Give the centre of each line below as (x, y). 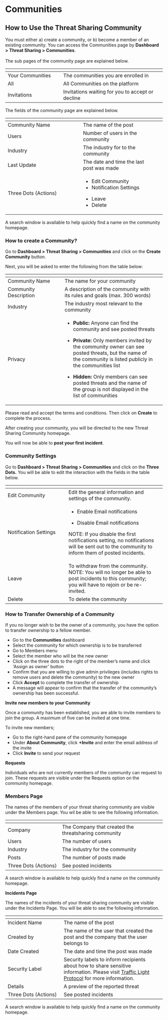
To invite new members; (30, 727)
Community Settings (31, 456)
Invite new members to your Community (48, 703)
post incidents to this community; (107, 578)
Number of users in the (110, 133)
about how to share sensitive (97, 966)
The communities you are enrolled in (106, 75)
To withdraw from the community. (108, 566)
